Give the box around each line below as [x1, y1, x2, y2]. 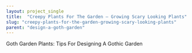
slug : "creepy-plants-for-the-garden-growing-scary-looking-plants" [6, 19, 177, 25]
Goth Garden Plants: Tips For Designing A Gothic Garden [6, 40, 143, 47]
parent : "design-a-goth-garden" [6, 24, 85, 31]
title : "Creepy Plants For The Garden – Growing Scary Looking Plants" [6, 14, 187, 20]
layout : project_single [6, 8, 64, 14]
